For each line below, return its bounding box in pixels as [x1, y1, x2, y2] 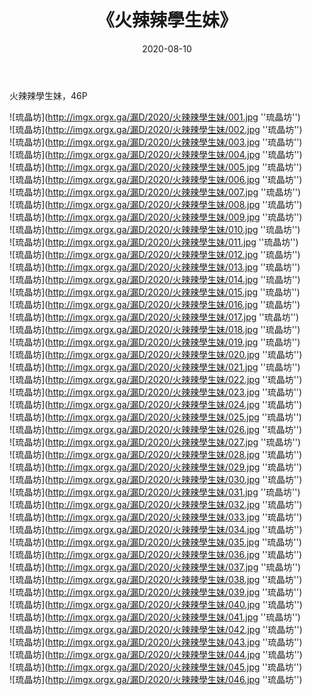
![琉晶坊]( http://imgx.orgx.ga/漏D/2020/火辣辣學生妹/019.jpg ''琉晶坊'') [9, 336, 301, 348]
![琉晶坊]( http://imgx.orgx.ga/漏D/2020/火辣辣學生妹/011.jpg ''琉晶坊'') [9, 236, 299, 248]
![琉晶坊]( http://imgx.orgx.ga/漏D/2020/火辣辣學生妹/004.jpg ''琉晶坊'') [9, 148, 303, 160]
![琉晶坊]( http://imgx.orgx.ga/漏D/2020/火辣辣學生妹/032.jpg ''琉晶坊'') [9, 498, 303, 510]
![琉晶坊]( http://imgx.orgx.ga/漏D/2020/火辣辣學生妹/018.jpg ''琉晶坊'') [9, 323, 301, 335]
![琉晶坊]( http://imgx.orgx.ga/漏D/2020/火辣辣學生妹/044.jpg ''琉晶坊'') [9, 648, 303, 660]
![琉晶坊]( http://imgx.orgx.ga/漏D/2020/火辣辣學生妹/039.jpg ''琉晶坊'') [9, 586, 303, 598]
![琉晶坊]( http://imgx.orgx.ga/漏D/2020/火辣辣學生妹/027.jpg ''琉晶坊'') [9, 436, 301, 448]
